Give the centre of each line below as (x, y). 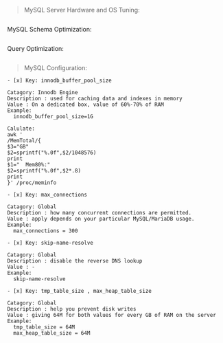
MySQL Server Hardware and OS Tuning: (82, 10)
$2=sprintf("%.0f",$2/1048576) (52, 153)
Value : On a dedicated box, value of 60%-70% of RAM (86, 104)
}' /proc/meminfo (32, 183)
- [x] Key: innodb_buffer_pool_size (59, 80)
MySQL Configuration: (56, 68)
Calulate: (21, 129)
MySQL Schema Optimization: (49, 29)
